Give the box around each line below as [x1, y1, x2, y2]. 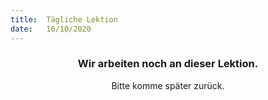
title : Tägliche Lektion [10, 14, 118, 25]
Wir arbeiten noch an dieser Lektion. [77, 57, 259, 71]
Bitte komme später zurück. [111, 79, 225, 91]
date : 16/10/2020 [10, 24, 92, 34]
